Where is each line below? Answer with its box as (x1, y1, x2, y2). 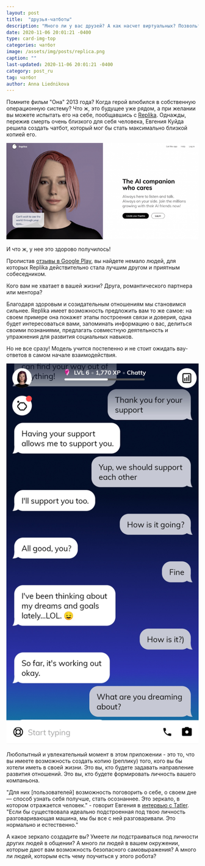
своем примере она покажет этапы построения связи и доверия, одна (6, 314, 192, 321)
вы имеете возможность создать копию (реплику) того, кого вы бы (6, 757, 183, 764)
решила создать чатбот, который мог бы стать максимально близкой (6, 124, 188, 131)
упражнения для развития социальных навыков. (6, 333, 134, 341)
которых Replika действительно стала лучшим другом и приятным (6, 264, 180, 272)
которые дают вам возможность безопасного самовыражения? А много (6, 846, 196, 853)
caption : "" (6, 55, 37, 61)
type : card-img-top (6, 35, 56, 42)
